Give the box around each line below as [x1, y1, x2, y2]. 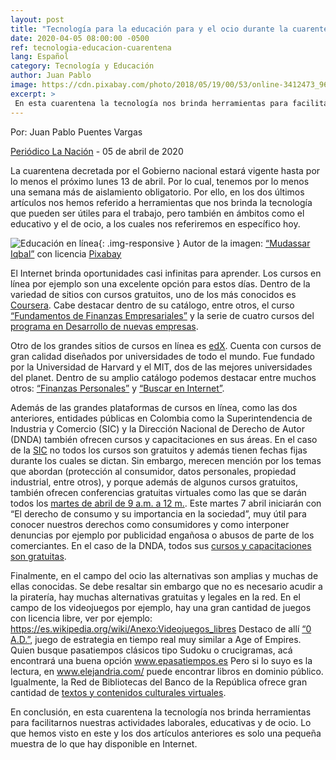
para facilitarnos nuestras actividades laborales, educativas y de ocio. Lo [10, 716, 312, 728]
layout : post [10, 14, 65, 25]
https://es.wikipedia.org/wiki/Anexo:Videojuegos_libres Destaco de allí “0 [10, 622, 312, 635]
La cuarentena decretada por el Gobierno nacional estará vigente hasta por [10, 164, 321, 176]
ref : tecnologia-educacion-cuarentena [10, 42, 172, 53]
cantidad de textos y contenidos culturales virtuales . [10, 686, 227, 698]
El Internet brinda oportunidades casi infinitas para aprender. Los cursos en [10, 267, 322, 279]
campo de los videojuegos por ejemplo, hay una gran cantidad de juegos [10, 601, 312, 613]
